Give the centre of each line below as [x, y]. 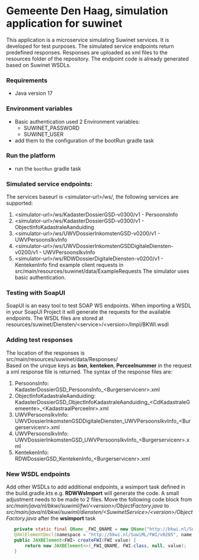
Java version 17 [34, 94]
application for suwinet [64, 23]
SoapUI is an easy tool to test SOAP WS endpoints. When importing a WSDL [99, 305]
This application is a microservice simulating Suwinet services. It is [88, 40]
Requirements [27, 80]
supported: [20, 203]
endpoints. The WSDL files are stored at [55, 318]
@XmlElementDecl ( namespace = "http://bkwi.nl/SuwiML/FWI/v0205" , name [103, 535]
